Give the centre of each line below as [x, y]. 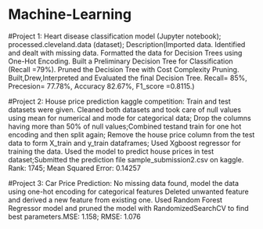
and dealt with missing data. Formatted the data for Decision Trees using [125, 53]
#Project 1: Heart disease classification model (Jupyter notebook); [115, 36]
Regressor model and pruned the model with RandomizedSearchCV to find [128, 208]
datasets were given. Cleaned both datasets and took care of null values [124, 109]
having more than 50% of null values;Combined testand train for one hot [125, 126]
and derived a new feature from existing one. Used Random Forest [115, 200]
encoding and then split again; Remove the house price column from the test [131, 134]
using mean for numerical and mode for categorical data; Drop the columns [130, 118]
